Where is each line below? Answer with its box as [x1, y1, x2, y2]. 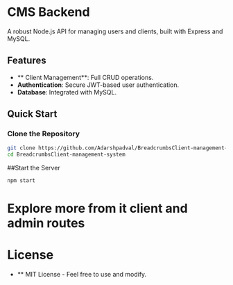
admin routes [7, 215, 85, 231]
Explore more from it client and [7, 201, 189, 216]
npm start [7, 177, 36, 184]
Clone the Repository [7, 129, 80, 139]
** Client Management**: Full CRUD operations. [17, 73, 154, 81]
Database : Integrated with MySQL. [17, 88, 116, 96]
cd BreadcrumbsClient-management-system [7, 151, 126, 158]
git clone [7, 145, 36, 152]
